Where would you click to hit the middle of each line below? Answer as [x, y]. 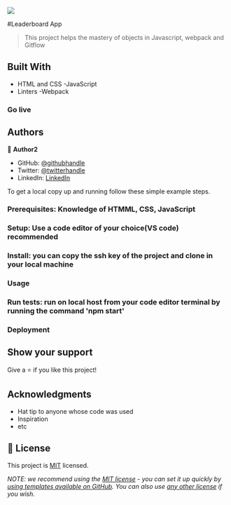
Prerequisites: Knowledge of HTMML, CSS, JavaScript [101, 209]
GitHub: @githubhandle [51, 163]
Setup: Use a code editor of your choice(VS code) [93, 228]
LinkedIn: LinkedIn [44, 177]
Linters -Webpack [43, 91]
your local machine [40, 264]
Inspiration [33, 419]
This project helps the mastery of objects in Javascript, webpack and [124, 38]
